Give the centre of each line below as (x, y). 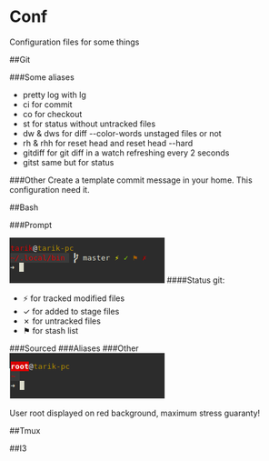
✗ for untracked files (62, 321)
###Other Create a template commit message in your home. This (131, 180)
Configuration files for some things (75, 42)
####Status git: (196, 280)
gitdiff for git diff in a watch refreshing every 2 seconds (126, 153)
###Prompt (31, 225)
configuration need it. (50, 189)
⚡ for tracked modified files (74, 298)
